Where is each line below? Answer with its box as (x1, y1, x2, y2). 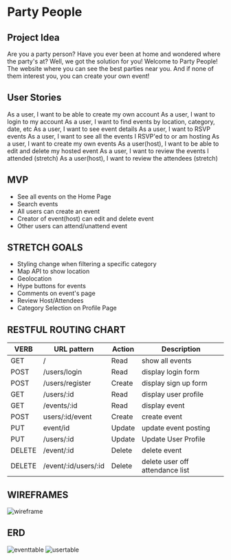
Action (112, 344, 135, 354)
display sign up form (142, 379, 208, 388)
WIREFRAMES (7, 489, 69, 501)
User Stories (7, 92, 62, 103)
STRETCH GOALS (7, 242, 84, 254)
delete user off (142, 457, 189, 466)
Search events (16, 199, 58, 208)
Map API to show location (16, 267, 90, 276)
